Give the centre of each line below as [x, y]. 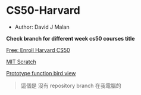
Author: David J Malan [42, 27]
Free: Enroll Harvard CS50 [38, 50]
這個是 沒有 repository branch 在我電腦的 [71, 85]
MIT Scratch [21, 62]
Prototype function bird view [41, 73]
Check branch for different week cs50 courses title [70, 38]
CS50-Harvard [43, 10]
